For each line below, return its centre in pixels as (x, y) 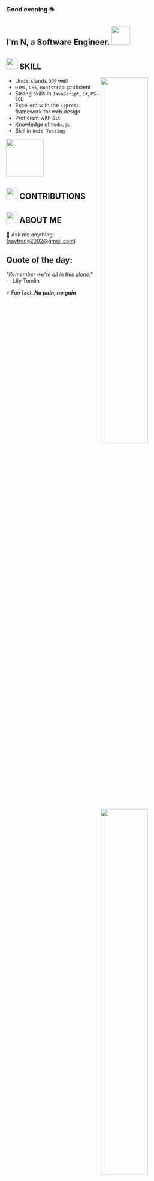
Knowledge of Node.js (42, 124)
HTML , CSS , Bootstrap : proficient (53, 87)
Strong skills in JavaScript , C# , (52, 94)
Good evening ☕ (31, 9)
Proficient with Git (38, 118)
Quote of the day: (40, 260)
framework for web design (48, 112)
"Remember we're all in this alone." (49, 274)
